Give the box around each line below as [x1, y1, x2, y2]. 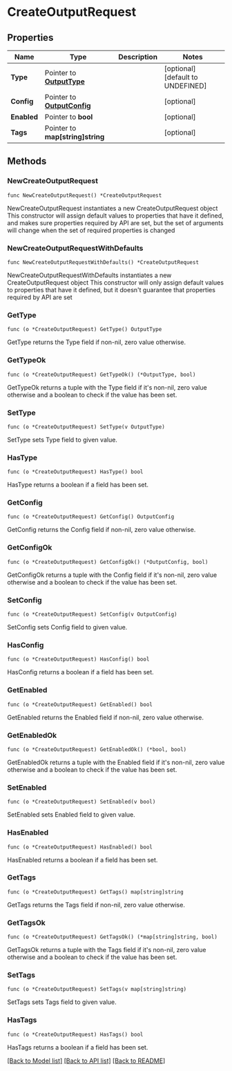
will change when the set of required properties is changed [7, 226, 175, 234]
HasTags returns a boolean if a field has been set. [7, 1043, 148, 1051]
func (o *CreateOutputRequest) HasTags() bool [7, 1031, 144, 1038]
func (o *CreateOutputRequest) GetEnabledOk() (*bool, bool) [7, 746, 187, 753]
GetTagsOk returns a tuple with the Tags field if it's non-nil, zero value [7, 946, 206, 954]
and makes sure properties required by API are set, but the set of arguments [7, 218, 224, 227]
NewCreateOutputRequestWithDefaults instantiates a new [7, 271, 172, 279]
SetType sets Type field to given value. [7, 435, 117, 444]
